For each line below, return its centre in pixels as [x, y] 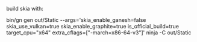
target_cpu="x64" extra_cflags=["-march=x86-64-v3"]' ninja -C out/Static [99, 33]
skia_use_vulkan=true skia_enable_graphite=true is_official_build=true [93, 26]
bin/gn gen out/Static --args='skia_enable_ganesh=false [76, 20]
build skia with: [25, 9]
